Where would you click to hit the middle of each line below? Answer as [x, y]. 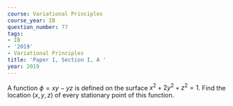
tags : [15, 34]
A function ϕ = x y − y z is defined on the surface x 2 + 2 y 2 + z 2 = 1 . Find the [116, 87]
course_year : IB [31, 20]
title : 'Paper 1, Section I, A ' [57, 60]
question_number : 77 [38, 27]
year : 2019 [23, 66]
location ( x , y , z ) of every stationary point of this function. [91, 95]
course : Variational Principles [55, 14]
